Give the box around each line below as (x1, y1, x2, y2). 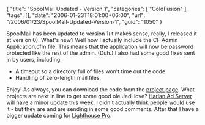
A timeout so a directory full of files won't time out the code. (15, 68, 167, 75)
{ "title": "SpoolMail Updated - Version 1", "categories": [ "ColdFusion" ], (6, 5, 188, 12)
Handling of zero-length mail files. (15, 74, 102, 81)
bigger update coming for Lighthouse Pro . (6, 112, 112, 119)
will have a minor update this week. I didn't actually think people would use (6, 99, 195, 106)
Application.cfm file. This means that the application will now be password (6, 43, 194, 50)
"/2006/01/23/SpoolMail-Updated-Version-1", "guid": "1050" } (6, 18, 162, 25)
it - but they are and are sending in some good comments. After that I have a (6, 105, 199, 112)
